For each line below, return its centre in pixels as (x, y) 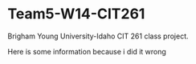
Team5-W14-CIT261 (76, 14)
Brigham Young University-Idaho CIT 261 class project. (98, 36)
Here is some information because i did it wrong (87, 51)
